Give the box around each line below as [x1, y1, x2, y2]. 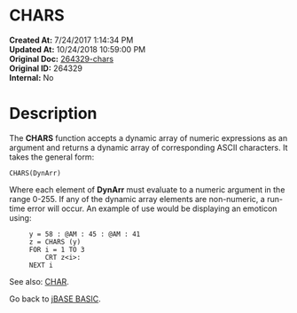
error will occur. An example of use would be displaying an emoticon [27, 203, 277, 214]
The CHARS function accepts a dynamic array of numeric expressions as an [9, 132, 288, 143]
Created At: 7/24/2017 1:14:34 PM [9, 35, 134, 45]
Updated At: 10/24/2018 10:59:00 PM [9, 43, 146, 54]
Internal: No [9, 72, 54, 82]
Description [9, 104, 98, 124]
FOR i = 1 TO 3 [28, 245, 86, 254]
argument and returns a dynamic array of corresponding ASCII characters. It [9, 142, 288, 153]
